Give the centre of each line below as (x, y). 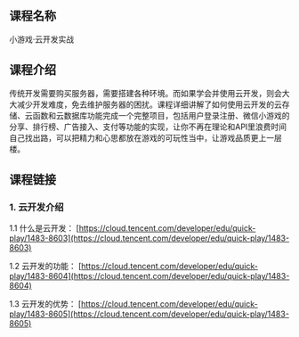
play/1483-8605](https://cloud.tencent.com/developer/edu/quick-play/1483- (149, 314)
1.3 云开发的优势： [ (45, 304)
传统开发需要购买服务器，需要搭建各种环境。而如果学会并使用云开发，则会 (145, 93)
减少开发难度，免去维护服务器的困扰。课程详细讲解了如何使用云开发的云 (149, 104)
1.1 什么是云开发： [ (44, 228)
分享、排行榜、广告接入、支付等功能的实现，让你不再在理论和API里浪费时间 (148, 127)
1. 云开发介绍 (36, 207)
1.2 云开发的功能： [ (45, 267)
